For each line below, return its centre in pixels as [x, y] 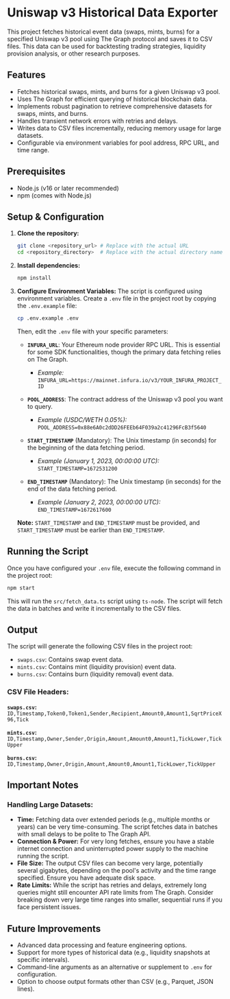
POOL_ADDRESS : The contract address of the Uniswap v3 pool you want [125, 399]
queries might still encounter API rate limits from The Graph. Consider [115, 893]
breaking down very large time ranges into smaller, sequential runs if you [119, 900]
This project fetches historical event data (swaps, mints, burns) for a [103, 32]
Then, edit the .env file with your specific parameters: [93, 331]
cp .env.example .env [48, 318]
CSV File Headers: [38, 692]
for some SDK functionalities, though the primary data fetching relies [124, 352]
